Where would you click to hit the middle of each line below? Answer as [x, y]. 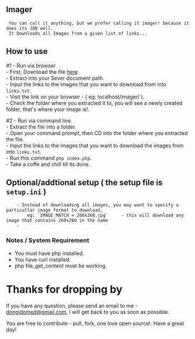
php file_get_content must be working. [60, 266]
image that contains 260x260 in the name [57, 221]
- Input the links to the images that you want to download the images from [95, 145]
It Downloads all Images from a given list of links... [78, 33]
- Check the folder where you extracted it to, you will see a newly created [94, 103]
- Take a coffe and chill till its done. [48, 164]
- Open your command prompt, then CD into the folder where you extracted [97, 133]
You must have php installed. [49, 253]
